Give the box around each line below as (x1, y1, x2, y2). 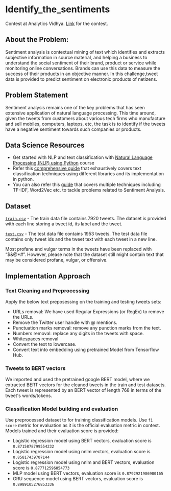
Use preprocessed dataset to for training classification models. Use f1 (5, 417, 153, 423)
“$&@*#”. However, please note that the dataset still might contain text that (5, 251, 164, 258)
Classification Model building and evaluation (5, 405, 118, 412)
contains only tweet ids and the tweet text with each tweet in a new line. (5, 236, 157, 242)
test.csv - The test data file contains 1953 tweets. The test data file (5, 231, 148, 237)
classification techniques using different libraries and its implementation (12, 171, 164, 177)
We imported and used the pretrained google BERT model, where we (5, 377, 150, 383)
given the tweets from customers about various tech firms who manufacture (5, 115, 166, 121)
